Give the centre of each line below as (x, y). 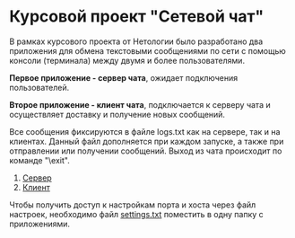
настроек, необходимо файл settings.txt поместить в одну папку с (137, 214)
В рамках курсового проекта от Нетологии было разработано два (136, 41)
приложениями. (39, 224)
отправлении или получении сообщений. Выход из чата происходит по (146, 151)
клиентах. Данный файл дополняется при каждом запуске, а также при (147, 141)
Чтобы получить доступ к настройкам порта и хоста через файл (133, 205)
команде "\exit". (39, 160)
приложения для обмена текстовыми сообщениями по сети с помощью (148, 50)
